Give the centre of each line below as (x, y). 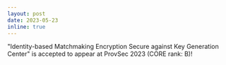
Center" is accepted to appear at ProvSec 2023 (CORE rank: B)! (100, 54)
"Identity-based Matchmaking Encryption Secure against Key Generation (113, 47)
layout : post (26, 14)
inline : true (26, 27)
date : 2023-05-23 (33, 20)
